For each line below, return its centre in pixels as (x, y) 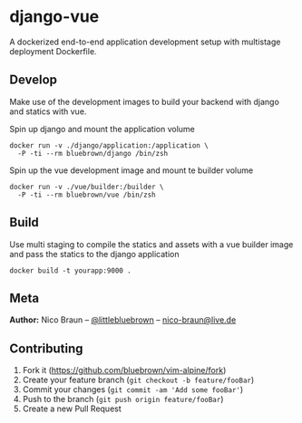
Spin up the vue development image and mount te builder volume (132, 170)
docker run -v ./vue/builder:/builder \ (87, 187)
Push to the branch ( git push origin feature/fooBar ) (123, 399)
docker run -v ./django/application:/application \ (109, 145)
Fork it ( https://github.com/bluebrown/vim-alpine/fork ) (124, 370)
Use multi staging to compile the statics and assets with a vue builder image (151, 244)
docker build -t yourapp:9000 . (70, 270)
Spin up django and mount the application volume (102, 129)
